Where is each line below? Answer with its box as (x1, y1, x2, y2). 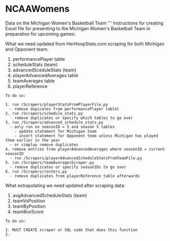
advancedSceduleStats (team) (12, 67, 76, 73)
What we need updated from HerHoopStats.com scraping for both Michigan (5, 40, 164, 46)
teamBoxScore (12, 208, 44, 214)
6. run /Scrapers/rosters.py (5, 169, 67, 174)
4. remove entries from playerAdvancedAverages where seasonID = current (5, 147, 165, 152)
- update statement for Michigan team (14, 129, 97, 134)
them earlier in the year (5, 137, 60, 143)
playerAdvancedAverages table (12, 72, 79, 78)
